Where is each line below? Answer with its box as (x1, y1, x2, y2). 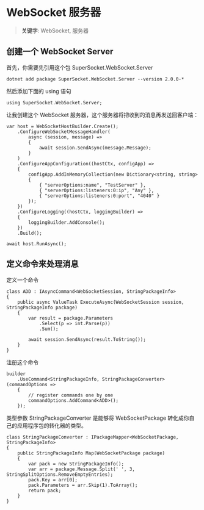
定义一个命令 (6, 276, 38, 284)
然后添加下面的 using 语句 (6, 87, 71, 95)
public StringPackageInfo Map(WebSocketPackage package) (17, 450, 166, 456)
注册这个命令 (6, 358, 38, 366)
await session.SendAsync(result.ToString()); (28, 336, 147, 342)
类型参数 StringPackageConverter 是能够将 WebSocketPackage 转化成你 (6, 414, 189, 422)
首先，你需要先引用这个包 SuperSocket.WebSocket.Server (6, 63, 153, 71)
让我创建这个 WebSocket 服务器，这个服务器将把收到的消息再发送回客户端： (6, 111, 199, 118)
